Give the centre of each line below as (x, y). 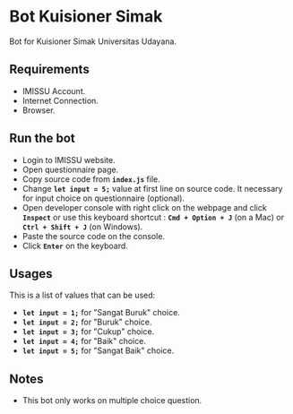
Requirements (49, 69)
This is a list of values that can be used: (82, 295)
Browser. (39, 110)
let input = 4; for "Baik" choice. (84, 341)
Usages (31, 274)
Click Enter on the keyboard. (75, 246)
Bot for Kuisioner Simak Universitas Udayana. (93, 41)
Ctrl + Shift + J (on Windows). (82, 227)
